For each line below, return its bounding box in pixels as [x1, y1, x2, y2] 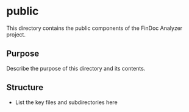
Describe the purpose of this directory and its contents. [6, 65, 146, 72]
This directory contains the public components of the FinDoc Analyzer [6, 24, 183, 32]
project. [6, 30, 26, 38]
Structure [6, 82, 44, 93]
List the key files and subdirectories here [15, 99, 118, 106]
